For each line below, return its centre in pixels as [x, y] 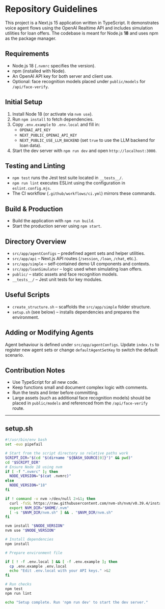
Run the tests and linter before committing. [55, 393]
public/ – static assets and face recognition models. [65, 274]
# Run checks [18, 584]
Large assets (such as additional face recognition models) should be [81, 398]
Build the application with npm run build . [53, 221]
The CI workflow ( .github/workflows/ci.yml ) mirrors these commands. [84, 193]
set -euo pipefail [24, 444]
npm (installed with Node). [39, 71]
